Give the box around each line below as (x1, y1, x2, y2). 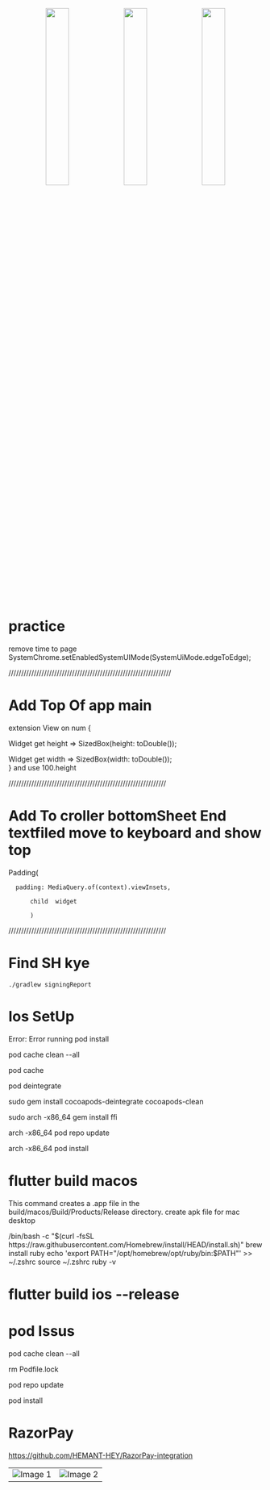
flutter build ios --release (8, 1285, 180, 1303)
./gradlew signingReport (8, 980, 92, 988)
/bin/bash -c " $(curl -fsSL (8, 1231, 95, 1241)
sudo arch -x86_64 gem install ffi (8, 1112, 118, 1121)
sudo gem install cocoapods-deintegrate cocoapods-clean (8, 1096, 204, 1106)
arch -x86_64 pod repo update (8, 1128, 110, 1137)
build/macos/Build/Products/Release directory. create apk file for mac (8, 1207, 240, 1217)
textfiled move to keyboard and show (8, 824, 262, 842)
